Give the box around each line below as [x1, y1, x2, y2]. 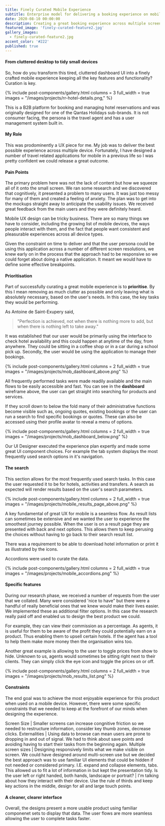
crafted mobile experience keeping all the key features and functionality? [5, 75, 153, 81]
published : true [5, 44, 38, 49]
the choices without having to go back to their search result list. [5, 531, 134, 537]
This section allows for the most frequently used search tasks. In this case [5, 476, 156, 481]
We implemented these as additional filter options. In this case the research [5, 608, 158, 614]
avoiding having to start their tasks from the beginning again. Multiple [5, 742, 146, 747]
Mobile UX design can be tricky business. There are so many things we [5, 215, 149, 221]
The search [5, 465, 29, 471]
